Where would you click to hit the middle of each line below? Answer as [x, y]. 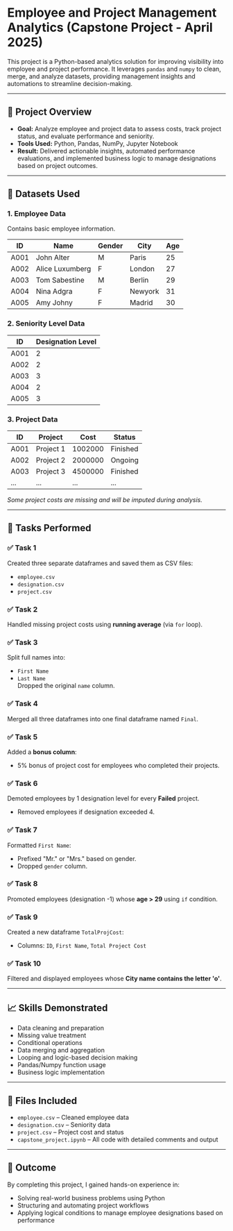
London [142, 269]
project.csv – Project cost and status [70, 1132]
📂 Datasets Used [44, 194]
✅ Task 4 [23, 704]
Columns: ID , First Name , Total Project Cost [82, 946]
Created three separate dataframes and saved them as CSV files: [100, 563]
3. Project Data [33, 419]
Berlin [139, 280]
